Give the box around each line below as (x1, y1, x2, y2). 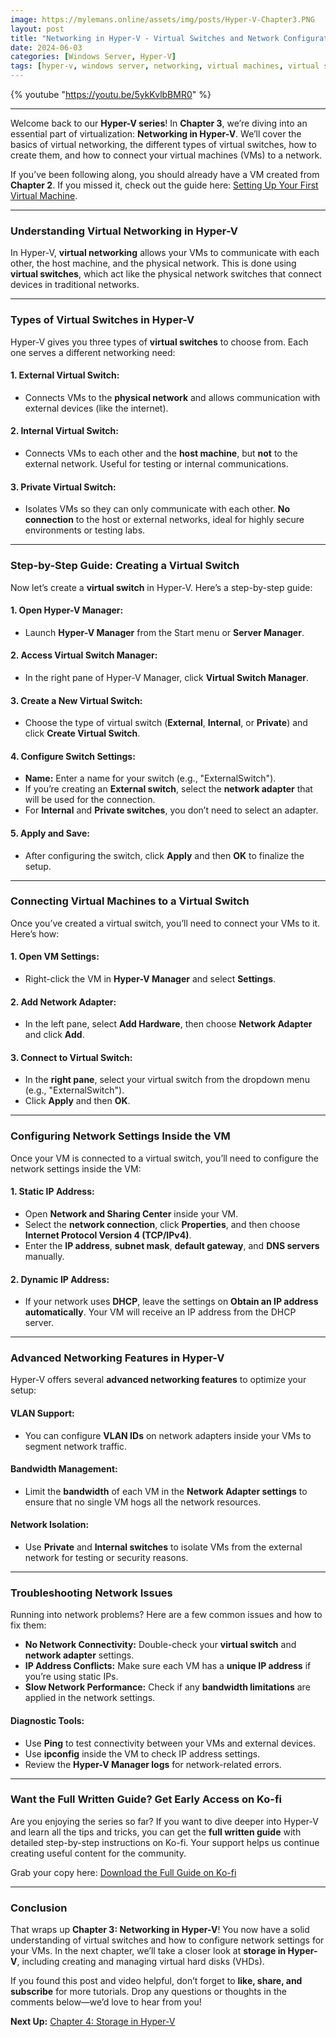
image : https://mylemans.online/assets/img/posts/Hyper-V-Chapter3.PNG (10, 14, 315, 25)
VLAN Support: (10, 1407, 75, 1420)
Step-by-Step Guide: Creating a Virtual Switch (10, 559, 240, 573)
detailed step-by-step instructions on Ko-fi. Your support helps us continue (10, 1836, 320, 1848)
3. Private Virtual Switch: (10, 481, 117, 493)
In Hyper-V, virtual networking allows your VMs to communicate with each (10, 247, 320, 259)
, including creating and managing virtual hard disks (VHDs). (16, 1956, 265, 1968)
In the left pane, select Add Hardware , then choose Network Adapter (24, 1018, 313, 1030)
